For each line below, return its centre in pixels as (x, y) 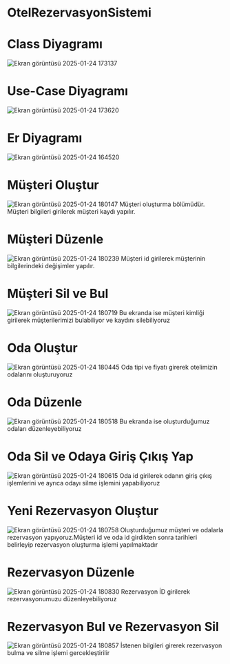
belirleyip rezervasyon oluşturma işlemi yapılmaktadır (83, 544)
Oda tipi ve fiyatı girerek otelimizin (169, 367)
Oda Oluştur (42, 348)
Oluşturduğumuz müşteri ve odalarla (172, 530)
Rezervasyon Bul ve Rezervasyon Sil (113, 626)
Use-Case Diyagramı (68, 91)
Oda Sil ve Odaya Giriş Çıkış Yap (101, 456)
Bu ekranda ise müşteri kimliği (162, 312)
